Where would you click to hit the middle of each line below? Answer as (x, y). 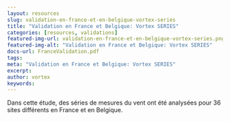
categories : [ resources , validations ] (62, 32)
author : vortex (29, 77)
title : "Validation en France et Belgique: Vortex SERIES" (93, 26)
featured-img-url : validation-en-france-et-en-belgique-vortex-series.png (116, 39)
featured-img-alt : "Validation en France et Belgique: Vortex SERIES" (110, 45)
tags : (15, 58)
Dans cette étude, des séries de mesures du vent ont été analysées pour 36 (114, 103)
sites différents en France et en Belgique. (65, 110)
